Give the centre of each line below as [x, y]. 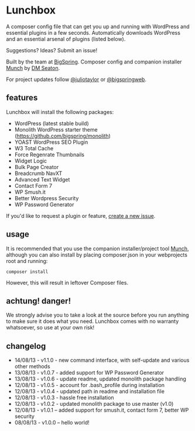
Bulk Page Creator [37, 167]
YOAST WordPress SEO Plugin [51, 142]
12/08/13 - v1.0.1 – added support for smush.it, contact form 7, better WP [102, 410]
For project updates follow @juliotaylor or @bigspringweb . [76, 79]
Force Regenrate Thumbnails [49, 154]
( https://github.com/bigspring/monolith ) [63, 136]
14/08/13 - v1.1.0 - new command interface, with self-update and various [102, 360]
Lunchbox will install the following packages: [60, 112]
